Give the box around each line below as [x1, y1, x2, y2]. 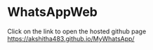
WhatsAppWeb [7, 4, 98, 20]
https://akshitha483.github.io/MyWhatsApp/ [7, 34, 135, 42]
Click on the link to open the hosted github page [7, 27, 147, 35]
